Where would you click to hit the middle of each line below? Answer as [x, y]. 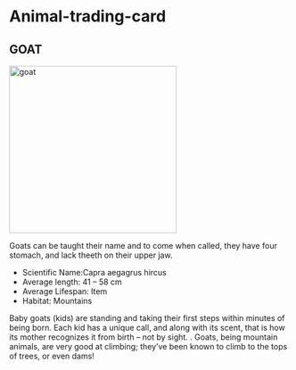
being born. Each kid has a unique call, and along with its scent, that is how [147, 328]
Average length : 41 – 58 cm [72, 282]
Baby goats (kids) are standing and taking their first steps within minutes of [147, 318]
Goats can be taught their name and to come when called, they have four [144, 246]
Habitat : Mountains [57, 301]
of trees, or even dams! [52, 356]
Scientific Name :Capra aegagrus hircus [94, 272]
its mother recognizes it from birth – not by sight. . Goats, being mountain [144, 337]
